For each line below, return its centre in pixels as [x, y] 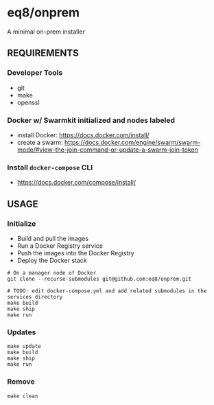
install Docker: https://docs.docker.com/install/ [83, 135]
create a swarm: [40, 142]
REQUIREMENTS [43, 53]
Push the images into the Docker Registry [76, 253]
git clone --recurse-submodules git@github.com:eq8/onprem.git [99, 279]
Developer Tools [35, 73]
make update [24, 347]
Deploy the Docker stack [52, 260]
